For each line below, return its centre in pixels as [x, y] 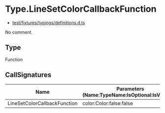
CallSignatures [28, 75]
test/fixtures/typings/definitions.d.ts [48, 23]
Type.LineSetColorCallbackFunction [81, 9]
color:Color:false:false [108, 103]
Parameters [130, 88]
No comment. [19, 32]
